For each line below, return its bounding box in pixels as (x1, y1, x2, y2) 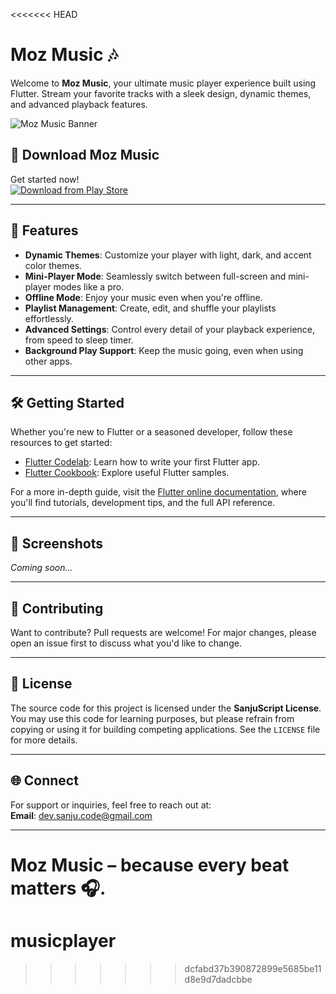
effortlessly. (24, 312, 74, 324)
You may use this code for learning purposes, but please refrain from (10, 712, 295, 724)
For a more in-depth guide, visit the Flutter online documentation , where (10, 486, 307, 498)
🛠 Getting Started (10, 394, 125, 411)
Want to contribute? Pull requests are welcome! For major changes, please (10, 627, 317, 638)
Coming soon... (10, 562, 73, 574)
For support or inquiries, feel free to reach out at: (10, 799, 212, 811)
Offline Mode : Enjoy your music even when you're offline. (24, 291, 263, 303)
